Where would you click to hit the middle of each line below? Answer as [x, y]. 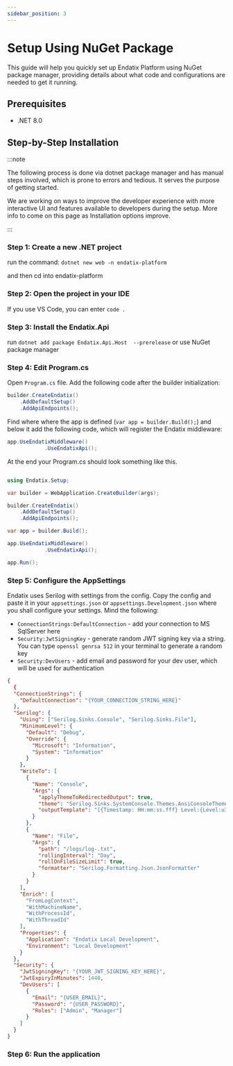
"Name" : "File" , [55, 836]
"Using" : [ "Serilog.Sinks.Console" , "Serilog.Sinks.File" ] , [108, 720]
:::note [16, 159]
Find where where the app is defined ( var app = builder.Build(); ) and [109, 422]
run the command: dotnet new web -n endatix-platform [87, 262]
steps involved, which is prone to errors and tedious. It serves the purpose [113, 180]
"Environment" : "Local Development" [78, 946]
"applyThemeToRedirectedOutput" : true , [96, 797]
